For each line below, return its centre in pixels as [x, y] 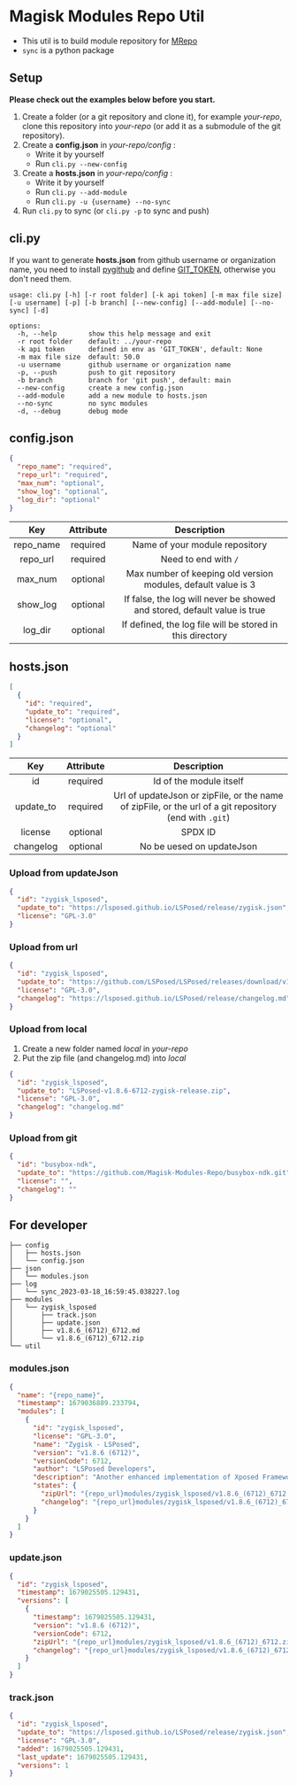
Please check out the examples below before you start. [112, 99]
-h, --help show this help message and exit [114, 334]
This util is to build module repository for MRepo [110, 41]
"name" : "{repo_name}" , [61, 1395]
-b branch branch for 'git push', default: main [124, 380]
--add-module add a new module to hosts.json [112, 396]
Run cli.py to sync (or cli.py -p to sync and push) [115, 211]
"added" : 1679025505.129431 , [71, 1749]
